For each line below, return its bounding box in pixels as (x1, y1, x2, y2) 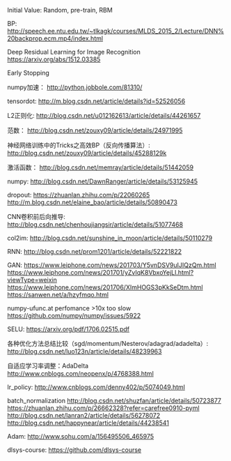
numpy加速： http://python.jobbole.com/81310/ (7, 83, 143, 91)
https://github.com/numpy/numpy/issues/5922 (7, 312, 141, 319)
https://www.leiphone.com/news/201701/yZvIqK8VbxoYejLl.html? (7, 269, 194, 276)
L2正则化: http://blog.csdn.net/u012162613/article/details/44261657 (7, 112, 201, 119)
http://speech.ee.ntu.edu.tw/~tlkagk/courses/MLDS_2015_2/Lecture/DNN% (7, 27, 225, 35)
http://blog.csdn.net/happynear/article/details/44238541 (7, 418, 169, 427)
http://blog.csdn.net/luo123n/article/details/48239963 (7, 347, 162, 355)
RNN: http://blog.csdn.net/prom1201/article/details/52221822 (7, 248, 182, 255)
